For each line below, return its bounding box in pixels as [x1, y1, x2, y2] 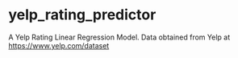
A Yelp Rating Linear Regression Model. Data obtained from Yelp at [8, 32, 231, 42]
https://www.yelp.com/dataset [8, 40, 110, 50]
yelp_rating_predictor [8, 6, 157, 24]
